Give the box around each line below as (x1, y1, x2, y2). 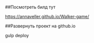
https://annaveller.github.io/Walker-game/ (5, 14, 90, 19)
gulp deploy (5, 33, 29, 38)
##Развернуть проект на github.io (5, 23, 76, 29)
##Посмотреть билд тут (5, 4, 56, 10)
